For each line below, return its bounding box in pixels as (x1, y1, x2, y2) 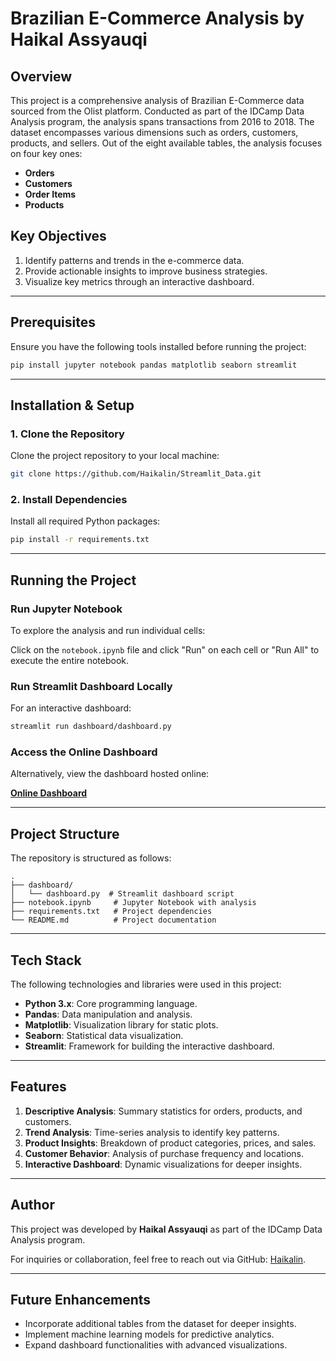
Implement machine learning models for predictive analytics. (24, 1328, 275, 1341)
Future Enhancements (10, 1292, 152, 1309)
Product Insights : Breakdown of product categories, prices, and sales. (24, 1137, 317, 1149)
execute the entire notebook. (10, 654, 130, 666)
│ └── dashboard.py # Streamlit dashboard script (10, 889, 235, 899)
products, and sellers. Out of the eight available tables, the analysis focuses (10, 137, 323, 149)
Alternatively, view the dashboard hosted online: (10, 768, 210, 780)
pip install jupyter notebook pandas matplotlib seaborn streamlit (10, 360, 298, 370)
